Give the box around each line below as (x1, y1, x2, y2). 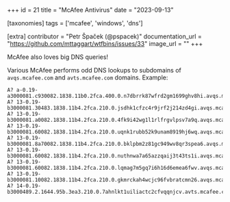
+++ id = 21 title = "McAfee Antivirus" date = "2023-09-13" (7, 6, 174, 14)
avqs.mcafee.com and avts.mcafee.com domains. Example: (7, 73, 168, 81)
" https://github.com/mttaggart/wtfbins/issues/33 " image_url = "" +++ (7, 40, 203, 47)
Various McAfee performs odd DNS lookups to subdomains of (7, 66, 181, 74)
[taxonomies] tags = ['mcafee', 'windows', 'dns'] (7, 19, 143, 27)
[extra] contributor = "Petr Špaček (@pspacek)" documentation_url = (7, 32, 202, 40)
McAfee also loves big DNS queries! (7, 53, 108, 61)
